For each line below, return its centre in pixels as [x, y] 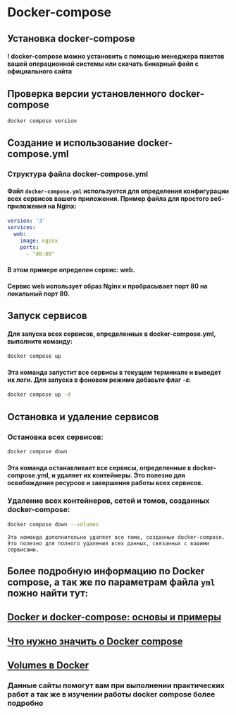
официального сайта [40, 71]
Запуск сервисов [47, 316]
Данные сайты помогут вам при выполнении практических [116, 685]
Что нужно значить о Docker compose [95, 641]
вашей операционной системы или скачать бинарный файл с [103, 64]
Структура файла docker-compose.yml [78, 174]
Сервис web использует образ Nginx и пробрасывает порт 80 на [107, 286]
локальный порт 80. [39, 293]
